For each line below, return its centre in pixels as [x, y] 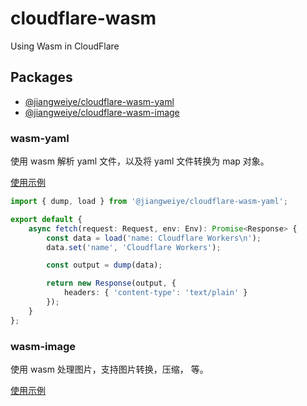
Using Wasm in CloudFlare [65, 46]
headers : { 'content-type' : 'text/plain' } [155, 293]
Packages [41, 77]
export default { [46, 219]
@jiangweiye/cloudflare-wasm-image [102, 112]
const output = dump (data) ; [104, 265]
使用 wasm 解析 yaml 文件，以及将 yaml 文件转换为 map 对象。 [140, 161]
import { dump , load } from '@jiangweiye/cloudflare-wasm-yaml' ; [149, 202]
